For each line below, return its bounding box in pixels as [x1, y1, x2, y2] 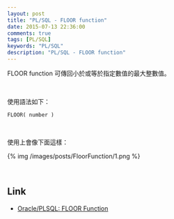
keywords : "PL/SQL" [7, 43, 64, 50]
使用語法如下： [7, 97, 50, 105]
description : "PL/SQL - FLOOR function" [7, 50, 127, 56]
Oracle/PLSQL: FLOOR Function [17, 204, 109, 213]
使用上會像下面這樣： [7, 137, 68, 146]
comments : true [7, 29, 52, 37]
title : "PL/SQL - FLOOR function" [7, 17, 108, 24]
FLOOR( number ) [7, 111, 54, 119]
